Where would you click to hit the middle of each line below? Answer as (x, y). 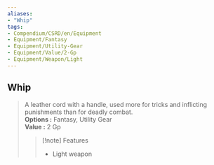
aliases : (20, 14)
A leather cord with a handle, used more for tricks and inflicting (116, 104)
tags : (15, 27)
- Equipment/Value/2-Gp (42, 53)
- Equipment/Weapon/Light (45, 59)
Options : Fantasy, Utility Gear (68, 119)
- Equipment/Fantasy (38, 40)
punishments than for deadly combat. (79, 112)
